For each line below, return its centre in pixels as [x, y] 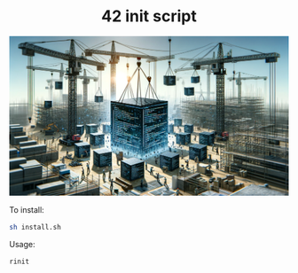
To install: [27, 209]
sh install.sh [35, 227]
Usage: [22, 244]
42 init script [149, 16]
